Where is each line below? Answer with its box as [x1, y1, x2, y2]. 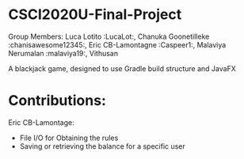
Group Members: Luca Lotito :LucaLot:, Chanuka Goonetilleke [8, 32, 210, 41]
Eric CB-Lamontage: [8, 117, 74, 127]
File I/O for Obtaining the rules [19, 133, 119, 142]
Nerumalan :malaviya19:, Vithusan [8, 48, 119, 58]
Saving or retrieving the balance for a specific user [19, 141, 186, 151]
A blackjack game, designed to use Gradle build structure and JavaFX [8, 63, 236, 73]
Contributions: [8, 92, 107, 110]
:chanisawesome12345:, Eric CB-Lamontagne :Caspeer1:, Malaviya [8, 40, 227, 49]
